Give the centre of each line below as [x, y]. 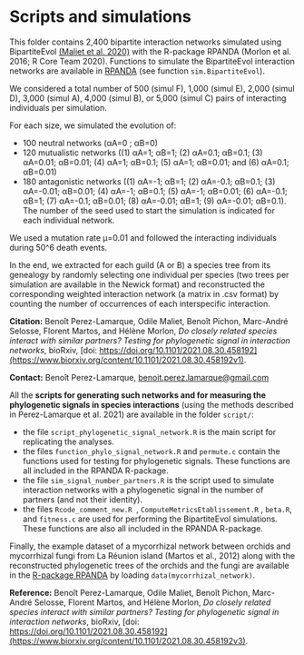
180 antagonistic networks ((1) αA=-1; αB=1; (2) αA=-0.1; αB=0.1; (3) [149, 181]
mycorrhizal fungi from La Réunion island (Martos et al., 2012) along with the [152, 555]
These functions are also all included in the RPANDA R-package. [142, 528]
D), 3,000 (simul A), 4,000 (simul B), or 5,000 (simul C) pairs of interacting [148, 98]
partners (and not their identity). [83, 499]
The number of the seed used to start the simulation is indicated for [148, 210]
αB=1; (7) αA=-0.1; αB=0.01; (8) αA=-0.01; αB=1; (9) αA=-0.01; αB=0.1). [154, 201]
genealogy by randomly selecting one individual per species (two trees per [149, 274]
